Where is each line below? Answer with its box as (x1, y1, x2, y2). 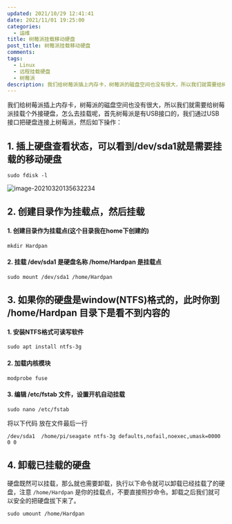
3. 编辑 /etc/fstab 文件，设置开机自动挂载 (7, 390, 126, 399)
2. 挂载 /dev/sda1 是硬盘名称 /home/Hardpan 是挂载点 (7, 258, 162, 266)
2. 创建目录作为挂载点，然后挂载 (7, 206, 145, 218)
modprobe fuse (7, 374, 48, 381)
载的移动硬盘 (7, 153, 62, 165)
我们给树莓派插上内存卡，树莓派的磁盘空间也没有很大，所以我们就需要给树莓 (7, 101, 225, 109)
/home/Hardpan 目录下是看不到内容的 (7, 307, 171, 319)
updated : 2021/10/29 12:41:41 (7, 10, 95, 17)
